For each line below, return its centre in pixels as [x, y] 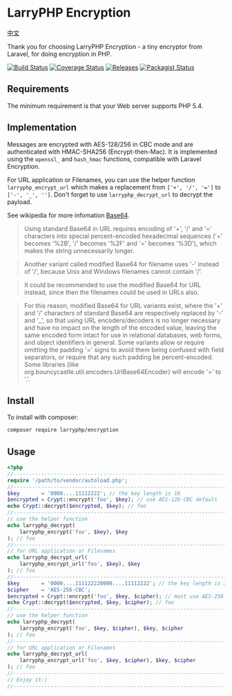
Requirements [38, 89]
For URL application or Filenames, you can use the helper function [101, 180]
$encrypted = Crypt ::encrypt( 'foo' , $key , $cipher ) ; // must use [103, 596]
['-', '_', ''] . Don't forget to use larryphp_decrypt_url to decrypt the [110, 194]
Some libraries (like [51, 364]
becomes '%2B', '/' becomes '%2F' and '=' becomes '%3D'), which [120, 243]
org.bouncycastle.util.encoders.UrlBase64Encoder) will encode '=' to [123, 372]
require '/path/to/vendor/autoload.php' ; [68, 480]
